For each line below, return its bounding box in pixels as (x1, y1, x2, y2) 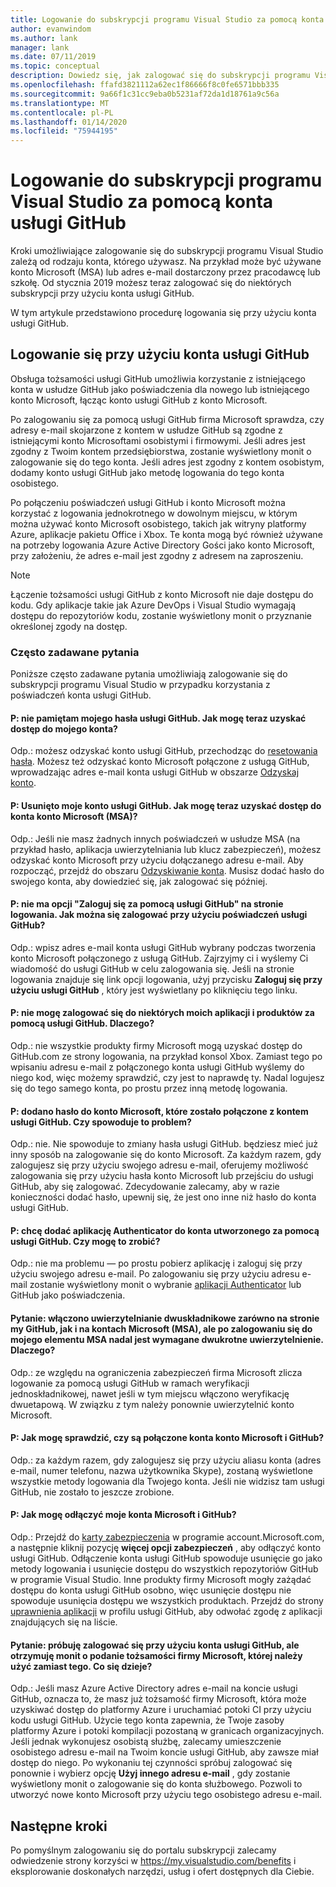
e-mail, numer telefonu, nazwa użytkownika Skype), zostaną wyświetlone (10, 1464, 314, 1476)
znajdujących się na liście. (10, 1616, 118, 1628)
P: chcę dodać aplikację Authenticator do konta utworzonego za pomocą (10, 1224, 320, 1236)
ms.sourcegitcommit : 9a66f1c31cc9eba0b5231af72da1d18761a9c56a (10, 89, 280, 99)
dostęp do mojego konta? (10, 722, 118, 735)
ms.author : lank (10, 33, 78, 43)
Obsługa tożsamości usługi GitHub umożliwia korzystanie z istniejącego (10, 372, 307, 385)
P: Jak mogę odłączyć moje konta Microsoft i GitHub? (10, 1509, 237, 1521)
